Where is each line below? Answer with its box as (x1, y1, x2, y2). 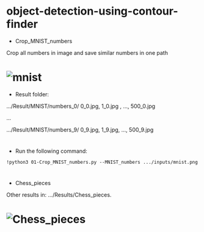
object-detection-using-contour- (6, 4, 178, 18)
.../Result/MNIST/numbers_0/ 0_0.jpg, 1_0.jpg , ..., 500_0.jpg (6, 102, 156, 110)
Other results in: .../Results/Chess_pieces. (6, 191, 112, 199)
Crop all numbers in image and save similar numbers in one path (6, 49, 168, 56)
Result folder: (15, 90, 49, 98)
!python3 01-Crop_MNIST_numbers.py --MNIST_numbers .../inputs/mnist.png (6, 160, 199, 166)
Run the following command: (15, 147, 87, 155)
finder (6, 17, 38, 31)
